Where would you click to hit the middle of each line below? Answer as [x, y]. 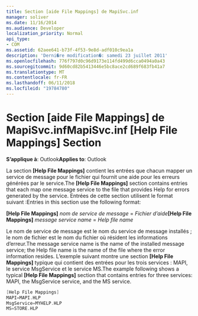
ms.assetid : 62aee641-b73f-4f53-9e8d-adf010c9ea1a [70, 50]
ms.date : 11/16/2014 [32, 22]
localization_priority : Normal [45, 34]
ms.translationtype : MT [35, 72]
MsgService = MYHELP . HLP [34, 303]
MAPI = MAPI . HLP [24, 298]
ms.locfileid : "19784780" [38, 89]
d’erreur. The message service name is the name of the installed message [95, 243]
